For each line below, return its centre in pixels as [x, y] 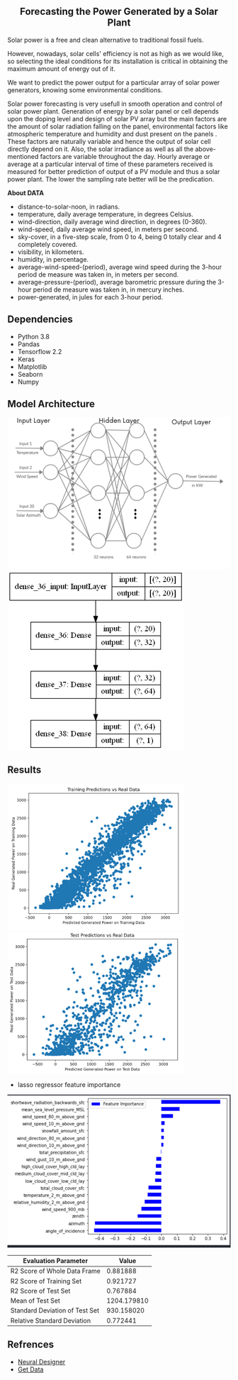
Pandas [29, 344]
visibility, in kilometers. [51, 252]
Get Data [30, 1369]
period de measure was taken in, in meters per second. [98, 274]
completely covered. [47, 244]
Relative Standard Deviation [51, 1320]
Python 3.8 [33, 336]
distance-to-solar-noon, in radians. [69, 206]
